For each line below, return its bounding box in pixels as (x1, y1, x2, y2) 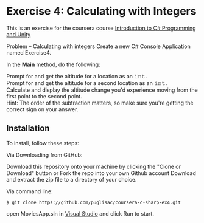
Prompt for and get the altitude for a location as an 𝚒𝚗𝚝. (6, 72, 147, 80)
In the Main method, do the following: (6, 61, 100, 68)
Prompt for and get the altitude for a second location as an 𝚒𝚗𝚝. (6, 79, 167, 86)
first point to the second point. (6, 92, 82, 100)
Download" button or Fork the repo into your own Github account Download (6, 169, 196, 177)
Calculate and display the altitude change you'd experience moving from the (6, 86, 198, 94)
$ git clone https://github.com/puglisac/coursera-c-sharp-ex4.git (6, 199, 181, 205)
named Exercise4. (6, 49, 52, 56)
